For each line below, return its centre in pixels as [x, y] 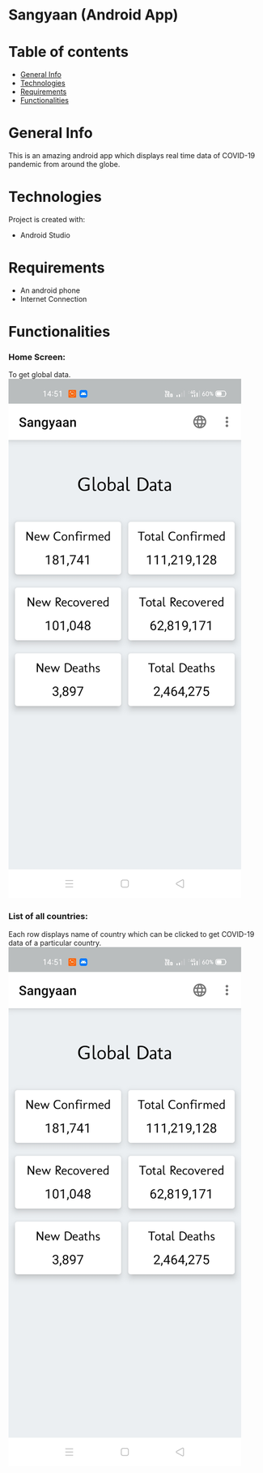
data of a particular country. [55, 943]
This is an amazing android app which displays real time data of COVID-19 [132, 156]
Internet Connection [53, 298]
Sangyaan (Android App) [93, 15]
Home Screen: [37, 357]
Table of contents [69, 52]
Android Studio [45, 235]
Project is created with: [47, 219]
